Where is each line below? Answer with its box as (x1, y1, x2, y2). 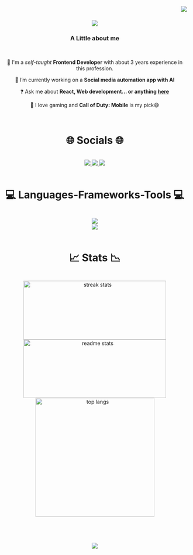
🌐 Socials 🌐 (66, 133, 124, 147)
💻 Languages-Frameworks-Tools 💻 (5, 188, 185, 201)
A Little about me (70, 35, 120, 43)
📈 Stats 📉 (68, 251, 121, 264)
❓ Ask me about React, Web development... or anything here (20, 88, 170, 95)
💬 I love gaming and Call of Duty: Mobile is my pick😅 (30, 102, 160, 109)
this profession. (76, 65, 113, 72)
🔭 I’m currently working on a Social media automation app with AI (15, 76, 175, 84)
